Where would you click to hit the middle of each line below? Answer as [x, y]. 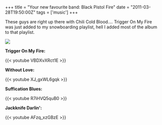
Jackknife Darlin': [23, 108]
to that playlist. [20, 32]
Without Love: [20, 70]
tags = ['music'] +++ [57, 12]
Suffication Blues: [24, 89]
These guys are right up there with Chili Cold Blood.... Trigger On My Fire [79, 22]
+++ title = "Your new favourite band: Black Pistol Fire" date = [67, 7]
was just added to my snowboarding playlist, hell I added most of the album [81, 27]
